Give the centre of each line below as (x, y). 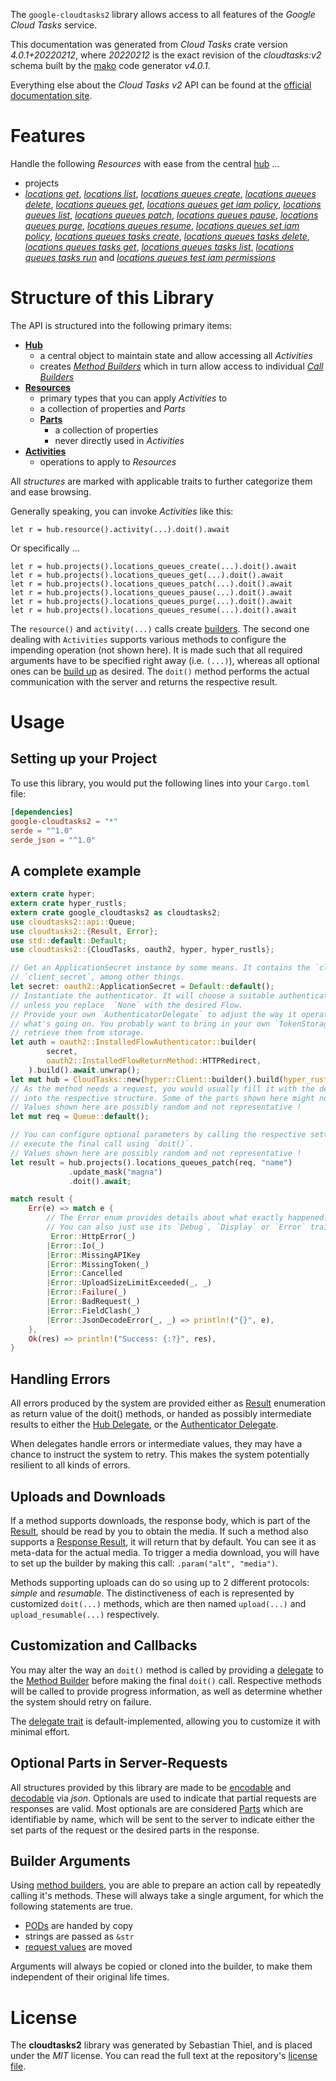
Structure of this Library (112, 298)
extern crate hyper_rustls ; (69, 904)
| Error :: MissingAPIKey (93, 1255)
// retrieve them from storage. (77, 1033)
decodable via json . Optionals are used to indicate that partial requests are (163, 1798)
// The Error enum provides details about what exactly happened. (187, 1218)
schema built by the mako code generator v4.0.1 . (110, 65)
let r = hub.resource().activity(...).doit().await (120, 529)
